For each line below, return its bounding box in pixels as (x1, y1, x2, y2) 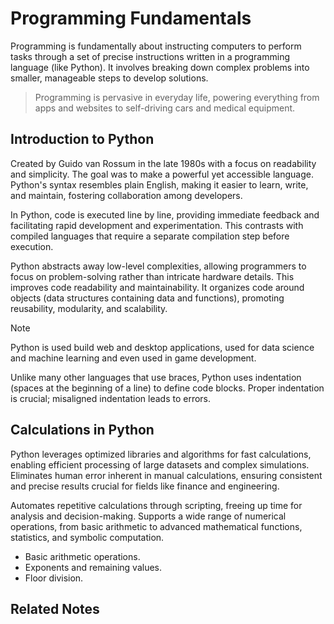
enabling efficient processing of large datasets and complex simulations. (10, 458, 310, 471)
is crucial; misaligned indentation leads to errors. (10, 392, 212, 404)
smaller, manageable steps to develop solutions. (10, 72, 209, 84)
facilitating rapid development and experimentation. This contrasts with (10, 219, 304, 231)
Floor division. (24, 572, 84, 584)
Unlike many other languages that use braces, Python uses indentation (10, 371, 302, 383)
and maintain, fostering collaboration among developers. (10, 189, 243, 201)
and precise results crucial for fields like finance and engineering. (10, 480, 280, 492)
